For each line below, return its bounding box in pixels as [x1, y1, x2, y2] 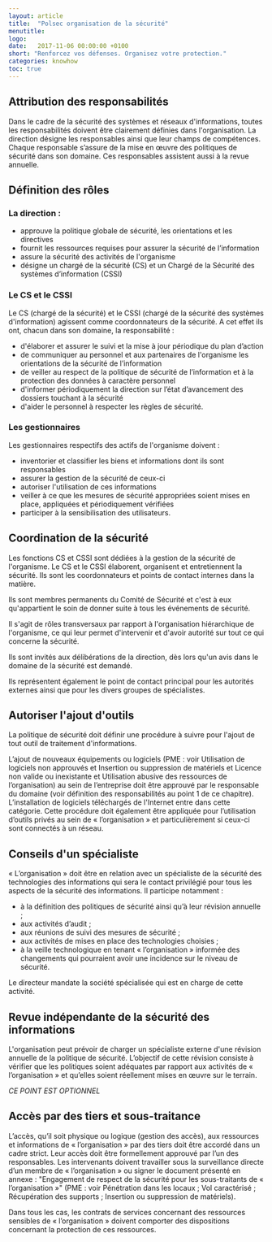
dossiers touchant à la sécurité [19, 393, 123, 402]
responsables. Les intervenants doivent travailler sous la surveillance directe [8, 1157, 264, 1166]
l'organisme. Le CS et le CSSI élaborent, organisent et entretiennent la [8, 562, 242, 571]
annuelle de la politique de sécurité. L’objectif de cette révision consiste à [8, 1053, 254, 1063]
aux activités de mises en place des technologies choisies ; [19, 936, 219, 946]
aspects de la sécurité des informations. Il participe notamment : [8, 886, 224, 896]
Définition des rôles [8, 183, 110, 197]
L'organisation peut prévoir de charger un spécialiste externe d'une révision [8, 1044, 261, 1054]
